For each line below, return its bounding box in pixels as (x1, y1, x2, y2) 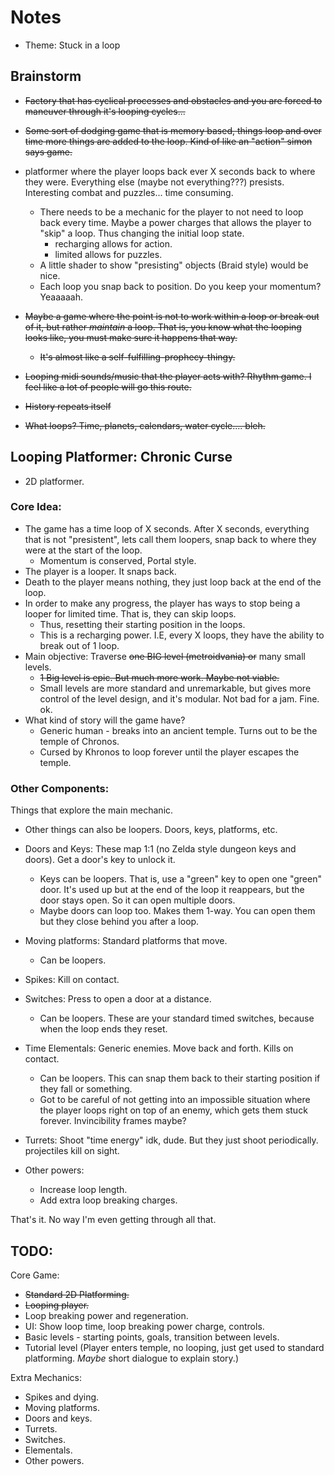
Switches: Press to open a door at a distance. (24, 993, 212, 1005)
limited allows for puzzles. (54, 248, 163, 260)
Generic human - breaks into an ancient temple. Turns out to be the (39, 724, 318, 736)
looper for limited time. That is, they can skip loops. (24, 607, 237, 620)
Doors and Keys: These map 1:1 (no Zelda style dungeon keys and (24, 843, 297, 855)
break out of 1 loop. (39, 639, 120, 651)
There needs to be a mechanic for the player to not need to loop (39, 206, 304, 218)
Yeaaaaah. (39, 291, 83, 303)
